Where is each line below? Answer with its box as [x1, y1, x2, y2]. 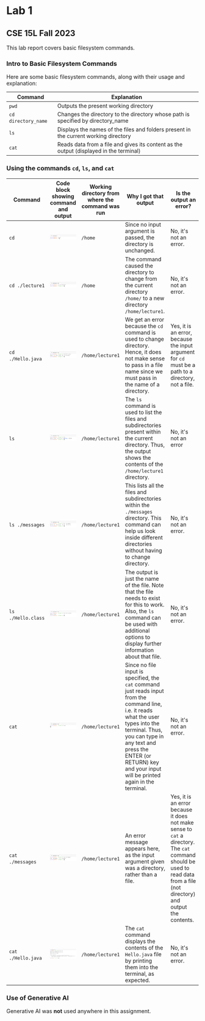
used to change [124, 335, 165, 343]
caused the [124, 262, 154, 269]
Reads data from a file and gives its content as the [57, 140, 183, 148]
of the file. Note [124, 581, 164, 589]
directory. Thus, [124, 441, 165, 449]
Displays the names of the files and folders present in [57, 126, 191, 133]
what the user [124, 713, 160, 721]
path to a [170, 368, 193, 375]
